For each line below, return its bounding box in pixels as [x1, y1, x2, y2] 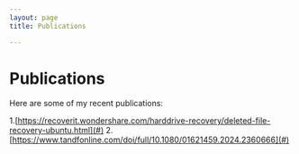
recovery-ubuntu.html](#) [9, 125, 104, 136]
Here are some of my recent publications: [9, 98, 164, 109]
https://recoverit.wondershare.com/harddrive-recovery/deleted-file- [17, 115, 271, 126]
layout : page [9, 13, 59, 23]
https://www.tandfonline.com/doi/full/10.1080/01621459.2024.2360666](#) [12, 134, 290, 145]
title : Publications [9, 22, 87, 31]
